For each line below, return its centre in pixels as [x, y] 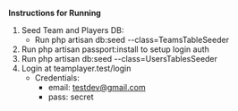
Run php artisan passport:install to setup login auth [115, 49]
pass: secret [71, 97]
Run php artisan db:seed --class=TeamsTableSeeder [132, 40]
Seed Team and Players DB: [72, 30]
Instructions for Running [55, 13]
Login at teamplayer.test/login [76, 68]
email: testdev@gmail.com [97, 87]
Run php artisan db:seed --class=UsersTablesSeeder [119, 59]
